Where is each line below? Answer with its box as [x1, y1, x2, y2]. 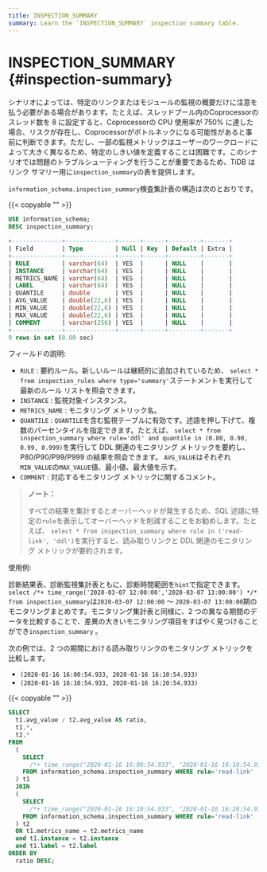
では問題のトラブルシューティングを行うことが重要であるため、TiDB [21, 157, 246, 167]
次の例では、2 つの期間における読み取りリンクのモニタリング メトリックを [8, 643, 253, 653]
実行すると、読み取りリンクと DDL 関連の [80, 536, 218, 545]
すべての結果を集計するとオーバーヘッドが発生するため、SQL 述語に [27, 506, 252, 516]
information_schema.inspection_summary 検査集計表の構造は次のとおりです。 [8, 184, 258, 194]
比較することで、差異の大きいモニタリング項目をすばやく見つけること [29, 616, 259, 626]
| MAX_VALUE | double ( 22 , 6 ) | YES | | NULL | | [8, 311, 233, 319]
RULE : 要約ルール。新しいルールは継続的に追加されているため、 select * [19, 366, 259, 375]
